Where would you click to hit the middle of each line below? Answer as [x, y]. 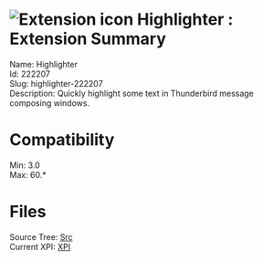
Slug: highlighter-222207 [56, 83]
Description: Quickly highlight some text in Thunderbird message [131, 93]
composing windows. [49, 103]
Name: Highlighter [43, 64]
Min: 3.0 [25, 165]
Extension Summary [88, 39]
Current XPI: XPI [40, 246]
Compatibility [62, 140]
